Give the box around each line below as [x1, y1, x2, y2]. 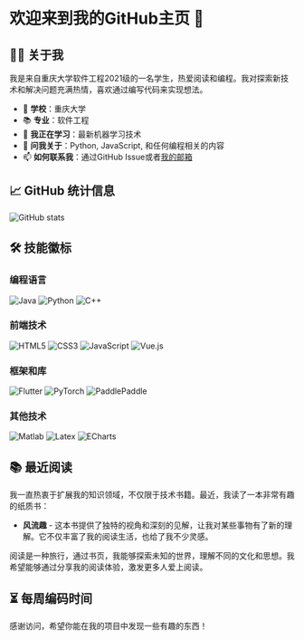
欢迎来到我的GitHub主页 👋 [9, 8, 204, 29]
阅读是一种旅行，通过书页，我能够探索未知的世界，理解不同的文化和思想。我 [9, 550, 295, 561]
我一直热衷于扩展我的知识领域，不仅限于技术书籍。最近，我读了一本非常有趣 [9, 490, 295, 501]
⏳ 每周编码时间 [9, 590, 93, 607]
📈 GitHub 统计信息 [9, 183, 116, 199]
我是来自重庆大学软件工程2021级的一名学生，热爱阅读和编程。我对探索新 [9, 73, 281, 83]
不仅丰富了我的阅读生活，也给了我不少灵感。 [46, 531, 214, 542]
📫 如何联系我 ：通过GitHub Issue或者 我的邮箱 [22, 151, 193, 162]
